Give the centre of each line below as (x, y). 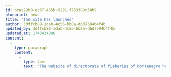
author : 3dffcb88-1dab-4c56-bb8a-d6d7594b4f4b (55, 24)
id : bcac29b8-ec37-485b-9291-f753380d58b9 (51, 10)
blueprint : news (22, 15)
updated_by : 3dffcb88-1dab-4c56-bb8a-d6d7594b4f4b (60, 29)
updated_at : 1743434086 (31, 33)
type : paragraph (32, 48)
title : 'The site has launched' (39, 19)
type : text (35, 62)
